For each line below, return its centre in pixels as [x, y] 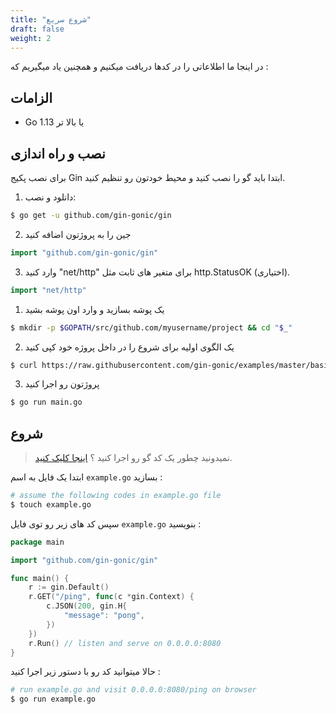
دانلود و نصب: [50, 197]
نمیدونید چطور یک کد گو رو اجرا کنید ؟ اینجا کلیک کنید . [133, 458]
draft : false [37, 29]
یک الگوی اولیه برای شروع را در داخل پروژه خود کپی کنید [129, 347]
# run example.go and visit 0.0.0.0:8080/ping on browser [133, 690]
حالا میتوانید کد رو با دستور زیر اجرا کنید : [85, 672]
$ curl [24, 365]
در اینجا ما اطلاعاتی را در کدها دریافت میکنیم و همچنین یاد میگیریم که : [139, 67]
